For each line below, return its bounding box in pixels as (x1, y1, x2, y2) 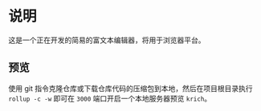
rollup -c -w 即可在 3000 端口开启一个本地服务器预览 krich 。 (8, 93, 212, 103)
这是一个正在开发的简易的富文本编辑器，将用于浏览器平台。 (8, 35, 206, 45)
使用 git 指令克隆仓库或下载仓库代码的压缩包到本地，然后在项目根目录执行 (8, 83, 253, 93)
